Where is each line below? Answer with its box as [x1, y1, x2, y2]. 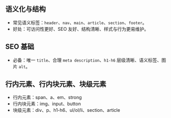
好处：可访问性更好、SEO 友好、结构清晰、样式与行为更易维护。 [12, 26, 149, 32]
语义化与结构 [5, 5, 46, 14]
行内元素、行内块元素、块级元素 [5, 80, 106, 89]
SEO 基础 [5, 43, 34, 51]
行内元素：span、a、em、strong [12, 94, 82, 101]
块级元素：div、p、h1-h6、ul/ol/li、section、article [12, 107, 120, 113]
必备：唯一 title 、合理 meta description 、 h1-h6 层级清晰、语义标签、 [12, 57, 162, 63]
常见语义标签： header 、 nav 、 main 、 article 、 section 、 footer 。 [12, 19, 147, 26]
